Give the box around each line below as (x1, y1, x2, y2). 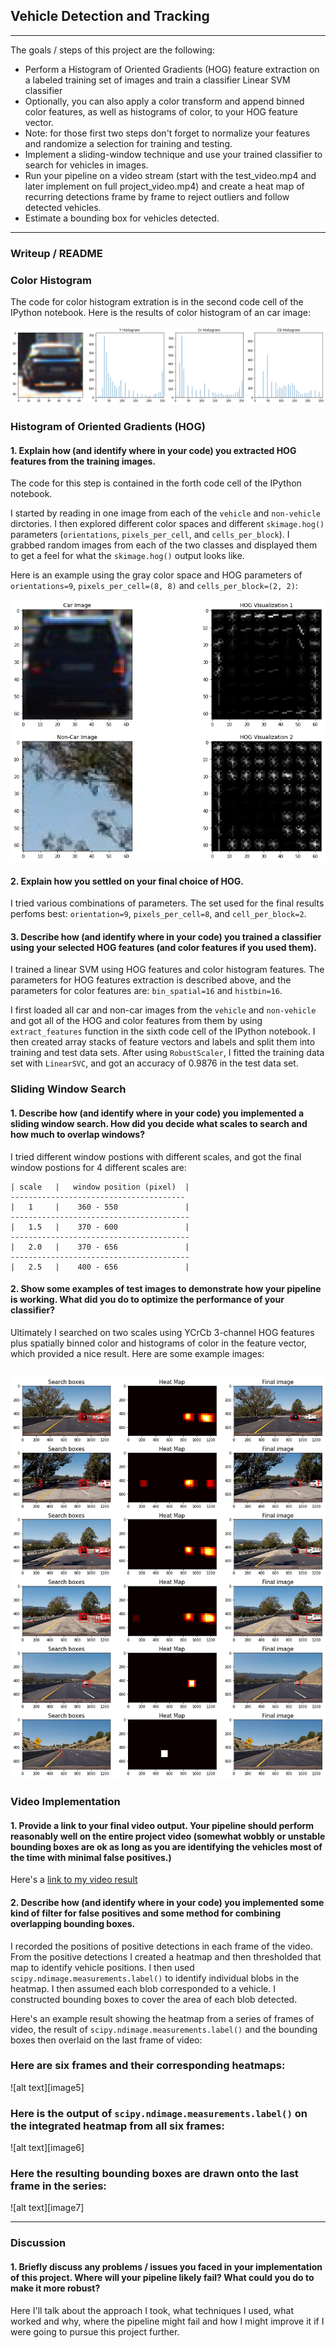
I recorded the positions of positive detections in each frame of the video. (10, 1940, 314, 1952)
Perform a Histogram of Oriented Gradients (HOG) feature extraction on (24, 63, 320, 75)
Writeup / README (10, 246, 103, 260)
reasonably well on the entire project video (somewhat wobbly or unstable (10, 1830, 326, 1842)
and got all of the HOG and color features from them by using (10, 1015, 263, 1027)
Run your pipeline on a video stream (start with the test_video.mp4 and (24, 169, 317, 181)
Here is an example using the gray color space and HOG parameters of (10, 569, 303, 581)
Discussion (10, 2236, 67, 2250)
